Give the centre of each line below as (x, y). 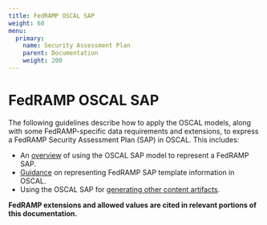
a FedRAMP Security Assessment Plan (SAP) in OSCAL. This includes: (124, 139)
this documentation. (43, 213)
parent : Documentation (61, 53)
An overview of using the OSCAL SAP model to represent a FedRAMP (134, 155)
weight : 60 (26, 23)
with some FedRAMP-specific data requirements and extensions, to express (133, 131)
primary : (30, 38)
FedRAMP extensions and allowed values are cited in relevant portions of (132, 205)
